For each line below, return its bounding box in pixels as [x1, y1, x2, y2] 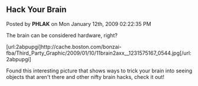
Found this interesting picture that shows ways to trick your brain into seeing [6, 67, 193, 74]
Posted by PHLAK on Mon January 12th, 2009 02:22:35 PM [6, 20, 152, 27]
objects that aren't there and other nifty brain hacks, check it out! [6, 73, 164, 80]
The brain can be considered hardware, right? [6, 32, 118, 39]
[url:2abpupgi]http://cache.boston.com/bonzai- [6, 43, 122, 50]
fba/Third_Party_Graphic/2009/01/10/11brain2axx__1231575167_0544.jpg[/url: [6, 49, 191, 57]
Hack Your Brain [6, 5, 67, 15]
